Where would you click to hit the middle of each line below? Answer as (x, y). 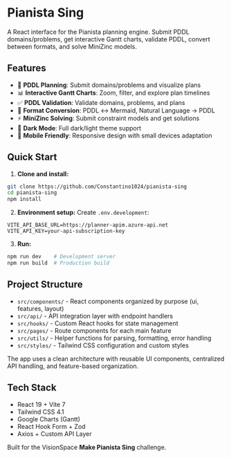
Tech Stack (32, 388)
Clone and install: (43, 173)
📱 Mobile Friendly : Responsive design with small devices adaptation (114, 135)
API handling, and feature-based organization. (73, 366)
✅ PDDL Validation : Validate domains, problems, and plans (101, 102)
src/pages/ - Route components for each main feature (94, 330)
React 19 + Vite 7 (41, 404)
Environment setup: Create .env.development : (83, 213)
